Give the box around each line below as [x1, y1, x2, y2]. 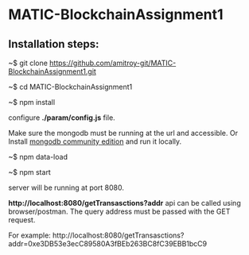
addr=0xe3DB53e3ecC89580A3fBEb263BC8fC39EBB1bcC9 [8, 239, 208, 248]
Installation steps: [8, 37, 99, 51]
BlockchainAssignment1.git [8, 67, 97, 76]
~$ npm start [8, 168, 52, 176]
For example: [8, 230, 52, 240]
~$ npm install [8, 98, 56, 106]
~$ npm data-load [8, 153, 68, 161]
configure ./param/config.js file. [8, 113, 115, 122]
